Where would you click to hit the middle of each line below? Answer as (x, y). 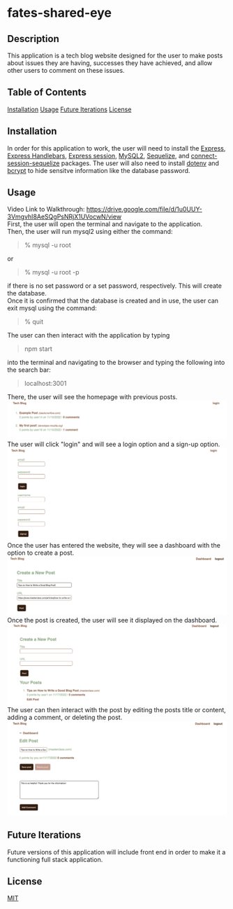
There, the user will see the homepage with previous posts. (92, 397)
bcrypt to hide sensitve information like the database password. (99, 170)
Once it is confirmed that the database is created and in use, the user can (113, 301)
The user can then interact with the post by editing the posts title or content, (117, 710)
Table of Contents (47, 92)
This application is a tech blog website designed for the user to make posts (115, 55)
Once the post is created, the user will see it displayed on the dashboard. (112, 620)
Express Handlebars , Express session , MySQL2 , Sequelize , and (98, 155)
